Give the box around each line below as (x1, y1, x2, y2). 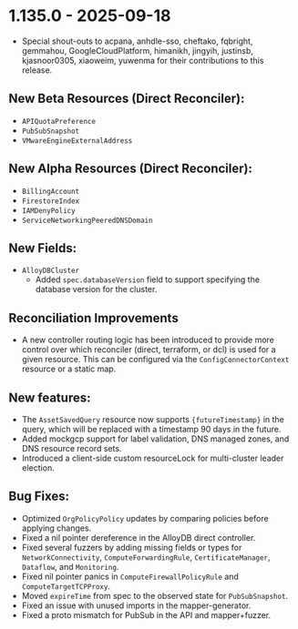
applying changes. (21, 522, 92, 533)
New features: (8, 390, 91, 405)
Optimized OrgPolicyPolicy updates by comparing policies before (21, 512, 270, 523)
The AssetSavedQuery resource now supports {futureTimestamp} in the (21, 414, 284, 424)
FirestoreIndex (21, 197, 80, 206)
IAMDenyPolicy (21, 206, 76, 215)
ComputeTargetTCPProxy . (21, 580, 111, 592)
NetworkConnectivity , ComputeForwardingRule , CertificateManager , (21, 552, 271, 563)
